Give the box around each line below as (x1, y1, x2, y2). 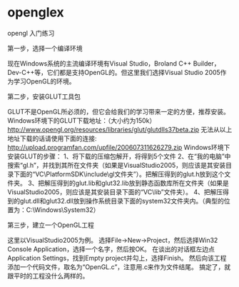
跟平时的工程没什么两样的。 (7, 271, 89, 280)
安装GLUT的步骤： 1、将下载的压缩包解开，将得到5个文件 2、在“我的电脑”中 (7, 151, 231, 161)
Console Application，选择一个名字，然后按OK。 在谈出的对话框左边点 (7, 244, 215, 253)
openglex (7, 4, 64, 21)
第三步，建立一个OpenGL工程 (7, 221, 95, 229)
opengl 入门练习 (7, 29, 55, 37)
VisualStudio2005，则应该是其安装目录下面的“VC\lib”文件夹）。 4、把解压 (7, 187, 223, 196)
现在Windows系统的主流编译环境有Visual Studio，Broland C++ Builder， (7, 59, 220, 68)
